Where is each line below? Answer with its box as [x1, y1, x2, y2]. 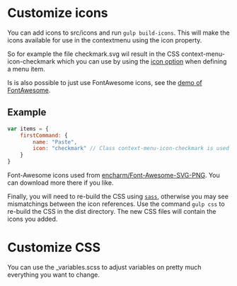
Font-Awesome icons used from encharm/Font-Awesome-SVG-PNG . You [7, 171, 221, 179]
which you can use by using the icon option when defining [56, 57, 227, 65]
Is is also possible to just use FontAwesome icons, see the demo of [7, 78, 203, 86]
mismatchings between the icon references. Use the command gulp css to [7, 200, 225, 208]
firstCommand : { [20, 132, 69, 139]
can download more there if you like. [7, 178, 114, 187]
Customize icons [7, 5, 108, 21]
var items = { [7, 125, 50, 132]
